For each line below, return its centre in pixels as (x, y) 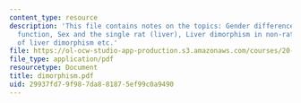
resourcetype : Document (54, 68)
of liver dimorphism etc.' (68, 43)
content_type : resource (54, 17)
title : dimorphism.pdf (52, 76)
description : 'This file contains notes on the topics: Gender (130, 26)
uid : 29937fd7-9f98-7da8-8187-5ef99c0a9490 (92, 84)
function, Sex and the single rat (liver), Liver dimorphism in (140, 34)
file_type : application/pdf (62, 59)
